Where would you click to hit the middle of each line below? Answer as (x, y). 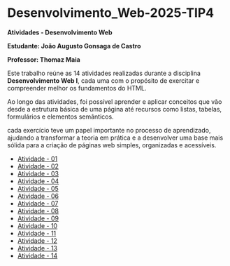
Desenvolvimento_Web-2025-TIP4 (111, 13)
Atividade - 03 (38, 173)
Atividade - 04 (38, 181)
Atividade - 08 (38, 211)
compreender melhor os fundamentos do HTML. (77, 88)
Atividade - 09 (38, 218)
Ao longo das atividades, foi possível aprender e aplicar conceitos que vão (115, 101)
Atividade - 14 (37, 255)
